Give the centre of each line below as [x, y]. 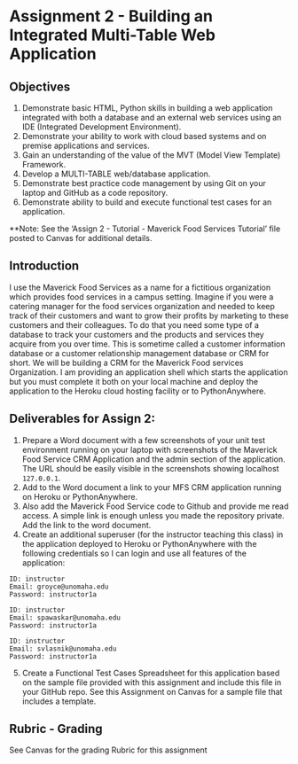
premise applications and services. [86, 145]
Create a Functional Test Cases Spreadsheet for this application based [151, 673]
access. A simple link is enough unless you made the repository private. [153, 515]
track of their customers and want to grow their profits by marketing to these [149, 316]
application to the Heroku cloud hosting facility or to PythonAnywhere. [137, 391]
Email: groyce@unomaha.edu [59, 587]
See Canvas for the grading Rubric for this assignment [108, 750]
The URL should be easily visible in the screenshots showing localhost [150, 468]
